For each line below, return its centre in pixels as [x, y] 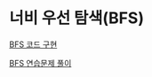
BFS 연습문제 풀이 [40, 63]
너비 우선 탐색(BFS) [77, 18]
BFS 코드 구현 [33, 44]
